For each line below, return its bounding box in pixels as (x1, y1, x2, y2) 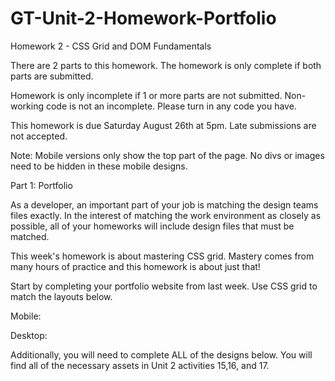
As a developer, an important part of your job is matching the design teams (10, 198, 319, 211)
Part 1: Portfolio (10, 179, 73, 191)
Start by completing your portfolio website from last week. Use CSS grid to (10, 280, 318, 292)
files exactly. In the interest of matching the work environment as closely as (10, 209, 322, 221)
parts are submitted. (10, 70, 94, 82)
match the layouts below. (10, 290, 113, 302)
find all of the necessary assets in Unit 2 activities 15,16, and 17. (10, 359, 270, 371)
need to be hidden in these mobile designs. (10, 160, 188, 172)
